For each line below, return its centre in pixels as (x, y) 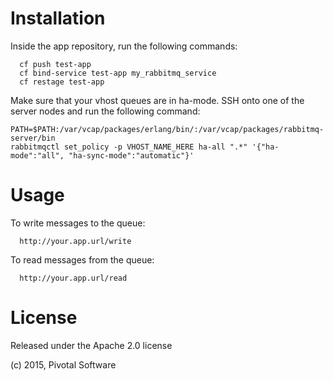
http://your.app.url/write (75, 241)
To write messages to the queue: (78, 223)
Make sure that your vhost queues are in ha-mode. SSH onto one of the (157, 100)
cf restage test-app (62, 82)
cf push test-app (55, 64)
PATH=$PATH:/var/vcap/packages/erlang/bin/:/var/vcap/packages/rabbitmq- (167, 129)
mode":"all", (37, 155)
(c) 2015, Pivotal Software (63, 364)
